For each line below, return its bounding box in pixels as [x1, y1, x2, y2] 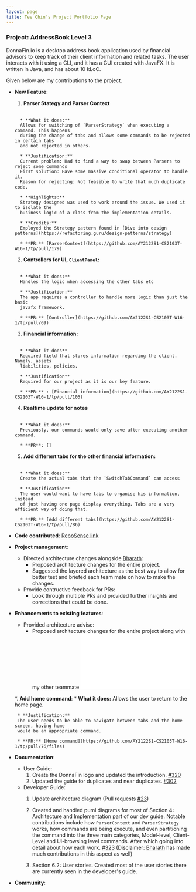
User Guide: [23, 765, 53, 772]
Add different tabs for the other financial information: [23, 453, 156, 460]
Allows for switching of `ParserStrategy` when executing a [20, 122, 170, 128]
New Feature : [14, 88, 48, 95]
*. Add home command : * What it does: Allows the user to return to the [14, 695, 187, 702]
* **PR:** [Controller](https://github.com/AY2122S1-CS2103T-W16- [20, 315, 185, 321]
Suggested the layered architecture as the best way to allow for [32, 567, 185, 574]
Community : [14, 879, 46, 886]
